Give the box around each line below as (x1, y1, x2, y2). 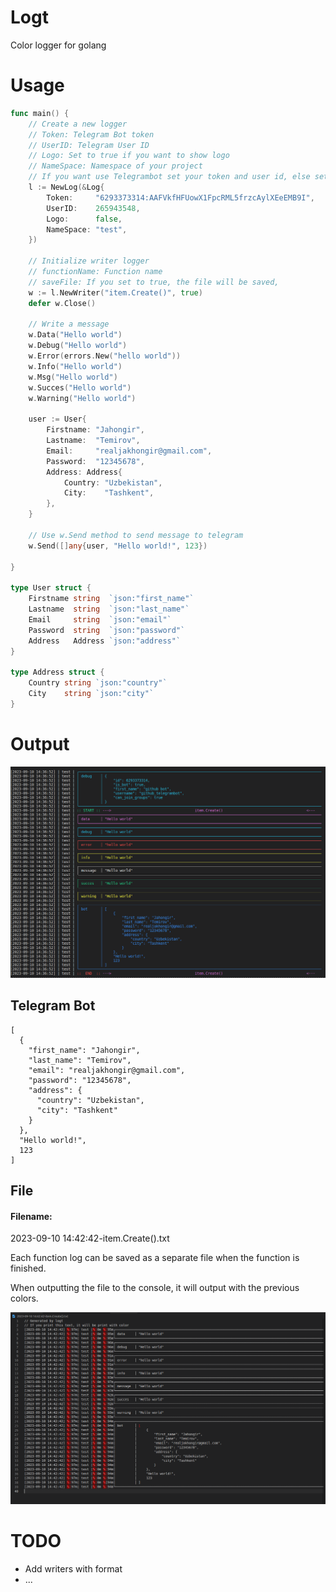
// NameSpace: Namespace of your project (28, 161, 203, 171)
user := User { (28, 414, 87, 425)
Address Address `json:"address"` (28, 636, 182, 646)
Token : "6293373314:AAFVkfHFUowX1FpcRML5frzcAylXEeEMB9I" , (46, 192, 315, 203)
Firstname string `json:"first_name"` (28, 594, 195, 604)
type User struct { (10, 583, 92, 593)
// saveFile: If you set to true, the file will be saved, (28, 277, 280, 287)
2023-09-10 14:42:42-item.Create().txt (10, 1232, 170, 1245)
